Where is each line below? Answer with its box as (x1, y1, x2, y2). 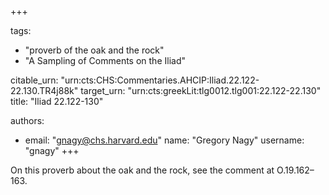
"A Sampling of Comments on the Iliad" (24, 55, 186, 66)
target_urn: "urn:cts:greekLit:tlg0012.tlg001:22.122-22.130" (80, 85, 322, 96)
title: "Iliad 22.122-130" (10, 96, 104, 107)
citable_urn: (10, 74, 59, 86)
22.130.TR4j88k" (10, 85, 79, 96)
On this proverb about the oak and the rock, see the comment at (10, 164, 275, 176)
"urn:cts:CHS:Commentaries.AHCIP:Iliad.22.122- (60, 74, 260, 86)
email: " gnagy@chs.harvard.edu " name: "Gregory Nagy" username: (24, 134, 305, 146)
